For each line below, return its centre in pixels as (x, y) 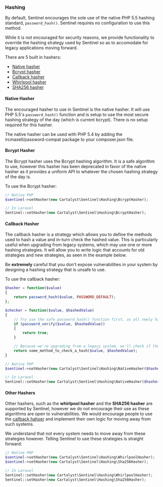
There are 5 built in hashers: (33, 57)
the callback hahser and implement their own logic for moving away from (78, 419)
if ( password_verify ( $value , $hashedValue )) (59, 324)
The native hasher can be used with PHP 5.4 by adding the (64, 134)
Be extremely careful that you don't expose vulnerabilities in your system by (81, 265)
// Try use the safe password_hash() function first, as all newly (83, 319)
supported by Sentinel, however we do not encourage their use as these (77, 409)
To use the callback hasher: (33, 279)
